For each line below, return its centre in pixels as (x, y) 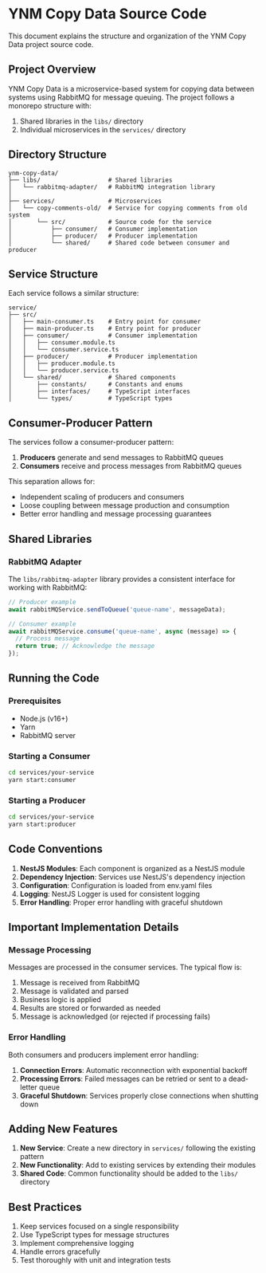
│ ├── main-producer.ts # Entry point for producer (105, 329)
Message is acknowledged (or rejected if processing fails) (115, 1016)
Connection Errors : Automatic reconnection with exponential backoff (133, 1070)
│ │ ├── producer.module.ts (62, 363)
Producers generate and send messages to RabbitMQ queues (122, 458)
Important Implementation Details (94, 927)
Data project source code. (51, 44)
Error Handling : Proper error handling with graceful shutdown (121, 902)
